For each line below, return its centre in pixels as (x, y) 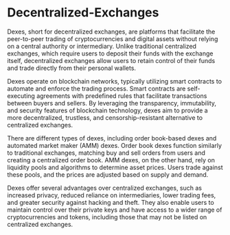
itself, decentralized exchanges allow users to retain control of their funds (111, 60)
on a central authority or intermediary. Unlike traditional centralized (102, 46)
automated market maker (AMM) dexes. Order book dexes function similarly (114, 145)
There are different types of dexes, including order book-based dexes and (112, 138)
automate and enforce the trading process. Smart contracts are (96, 88)
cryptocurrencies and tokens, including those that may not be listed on (107, 217)
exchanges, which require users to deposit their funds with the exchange (110, 53)
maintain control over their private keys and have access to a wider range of (115, 210)
